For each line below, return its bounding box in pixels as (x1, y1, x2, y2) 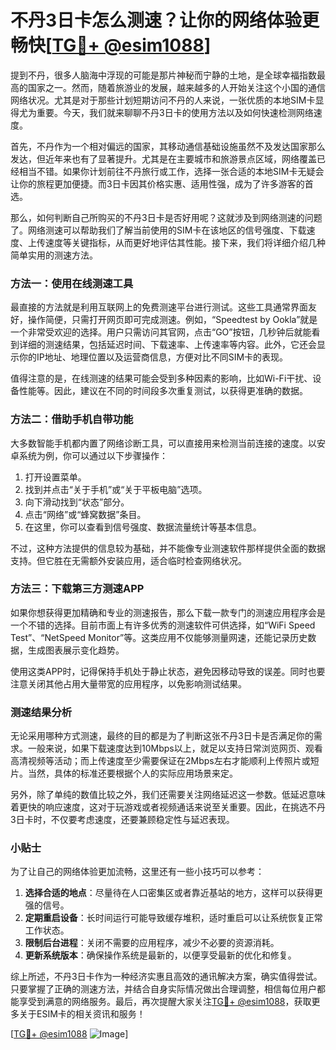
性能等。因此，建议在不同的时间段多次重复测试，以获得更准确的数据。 (18, 385, 308, 397)
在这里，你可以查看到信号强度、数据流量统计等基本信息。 (24, 521, 262, 533)
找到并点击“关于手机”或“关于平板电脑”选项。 (24, 483, 208, 495)
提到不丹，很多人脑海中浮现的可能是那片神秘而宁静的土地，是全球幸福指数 (10, 69, 317, 81)
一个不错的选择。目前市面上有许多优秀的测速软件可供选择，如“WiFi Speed (10, 619, 316, 631)
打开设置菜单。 (24, 471, 87, 483)
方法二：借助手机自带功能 (10, 412, 134, 426)
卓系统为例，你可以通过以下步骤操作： (10, 449, 168, 461)
